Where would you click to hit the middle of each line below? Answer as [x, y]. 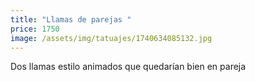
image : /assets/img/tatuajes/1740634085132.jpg [111, 38]
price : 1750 [35, 29]
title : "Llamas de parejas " [71, 19]
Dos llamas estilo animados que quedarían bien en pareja [128, 67]
